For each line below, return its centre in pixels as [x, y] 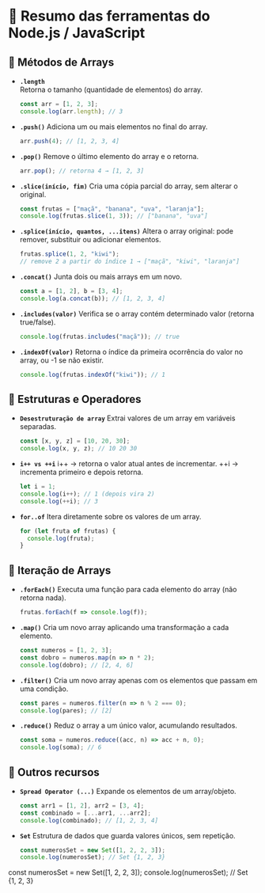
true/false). [38, 322]
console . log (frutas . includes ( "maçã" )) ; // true [100, 336]
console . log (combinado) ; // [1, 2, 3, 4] [89, 820]
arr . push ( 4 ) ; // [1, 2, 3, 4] [70, 141]
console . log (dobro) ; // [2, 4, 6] [76, 665]
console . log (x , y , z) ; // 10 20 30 [78, 449]
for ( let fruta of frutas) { [68, 531]
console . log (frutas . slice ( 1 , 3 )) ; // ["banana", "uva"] [114, 216]
